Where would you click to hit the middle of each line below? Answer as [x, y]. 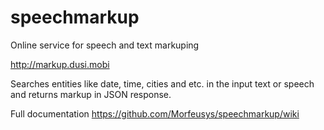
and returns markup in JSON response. [91, 94]
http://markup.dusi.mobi [60, 64]
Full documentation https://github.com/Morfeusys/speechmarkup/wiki [155, 113]
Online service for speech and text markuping [105, 45]
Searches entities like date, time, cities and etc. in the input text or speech [162, 83]
